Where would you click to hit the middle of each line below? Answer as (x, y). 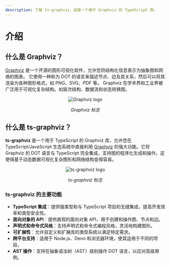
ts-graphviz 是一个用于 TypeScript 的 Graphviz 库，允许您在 (69, 141)
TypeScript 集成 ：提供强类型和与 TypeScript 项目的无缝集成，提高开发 (87, 207)
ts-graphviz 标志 (85, 180)
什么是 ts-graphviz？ (39, 127)
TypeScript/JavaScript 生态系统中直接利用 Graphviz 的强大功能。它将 (78, 147)
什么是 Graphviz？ (34, 57)
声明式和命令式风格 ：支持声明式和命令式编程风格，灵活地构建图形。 (84, 225)
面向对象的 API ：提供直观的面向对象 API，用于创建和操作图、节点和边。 (88, 219)
